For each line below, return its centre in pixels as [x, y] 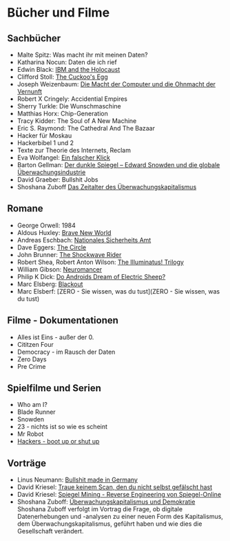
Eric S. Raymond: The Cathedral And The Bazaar [86, 128]
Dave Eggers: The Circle [52, 247]
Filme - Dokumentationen [63, 320]
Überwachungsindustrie [51, 172]
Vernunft [30, 92]
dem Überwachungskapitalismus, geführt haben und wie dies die [109, 524]
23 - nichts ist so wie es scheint [62, 427]
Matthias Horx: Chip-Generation [62, 113]
